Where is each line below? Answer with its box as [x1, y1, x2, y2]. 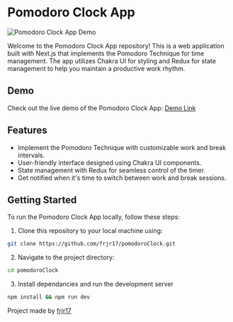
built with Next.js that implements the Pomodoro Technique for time [7, 49, 205, 58]
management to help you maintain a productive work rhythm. [7, 64, 186, 73]
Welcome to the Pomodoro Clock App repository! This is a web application [7, 41, 225, 50]
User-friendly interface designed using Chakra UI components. [17, 158, 202, 167]
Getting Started [7, 193, 77, 206]
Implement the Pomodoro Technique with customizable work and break [17, 143, 227, 151]
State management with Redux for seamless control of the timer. [17, 166, 205, 174]
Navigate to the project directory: [17, 253, 115, 262]
